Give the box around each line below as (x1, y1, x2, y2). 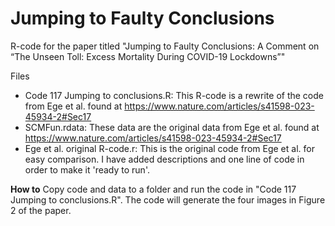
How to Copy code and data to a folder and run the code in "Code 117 (10, 183, 297, 195)
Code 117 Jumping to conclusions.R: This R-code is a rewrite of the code (24, 89, 324, 101)
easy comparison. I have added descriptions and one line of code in (24, 153, 305, 165)
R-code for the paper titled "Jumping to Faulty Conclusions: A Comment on (10, 40, 320, 52)
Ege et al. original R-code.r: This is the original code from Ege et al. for (24, 142, 315, 154)
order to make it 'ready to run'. (24, 163, 150, 176)
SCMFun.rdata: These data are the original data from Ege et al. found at (24, 121, 320, 133)
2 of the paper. (10, 204, 72, 216)
